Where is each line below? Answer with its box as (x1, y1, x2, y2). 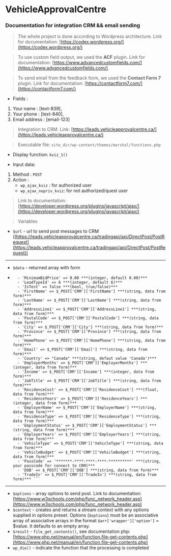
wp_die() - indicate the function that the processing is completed (12, 545, 149, 551)
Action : (12, 177, 30, 183)
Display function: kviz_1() (12, 152, 68, 158)
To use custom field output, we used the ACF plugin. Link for (17, 54, 145, 60)
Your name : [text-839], (12, 106, 62, 112)
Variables (17, 218, 38, 224)
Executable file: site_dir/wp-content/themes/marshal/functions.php (17, 142, 161, 148)
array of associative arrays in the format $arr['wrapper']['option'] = (12, 518, 159, 524)
